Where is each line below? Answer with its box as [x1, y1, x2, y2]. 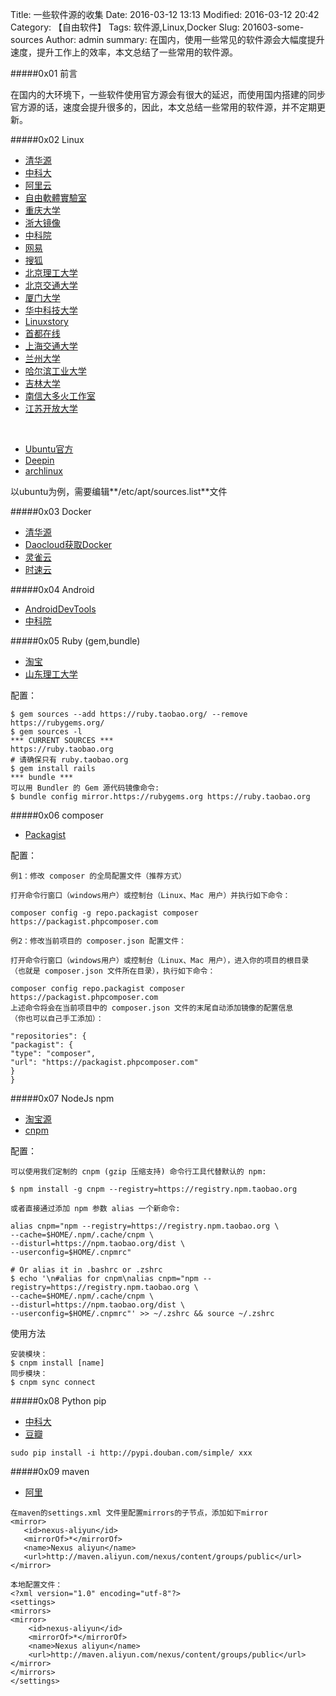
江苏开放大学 [24, 403, 78, 414]
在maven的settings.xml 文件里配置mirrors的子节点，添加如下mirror [10, 1508, 269, 1518]
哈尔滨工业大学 [24, 365, 87, 377]
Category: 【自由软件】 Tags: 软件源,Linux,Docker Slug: [10, 21, 240, 33]
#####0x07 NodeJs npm [10, 1093, 115, 1104]
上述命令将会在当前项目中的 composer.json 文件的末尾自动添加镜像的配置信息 [10, 1003, 294, 1013]
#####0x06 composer [10, 809, 104, 821]
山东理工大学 [24, 668, 78, 680]
